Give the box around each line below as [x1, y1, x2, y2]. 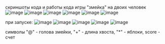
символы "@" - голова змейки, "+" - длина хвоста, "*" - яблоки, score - [5, 29, 160, 34]
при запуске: [5, 19, 33, 25]
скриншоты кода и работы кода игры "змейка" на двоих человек [5, 4, 146, 10]
